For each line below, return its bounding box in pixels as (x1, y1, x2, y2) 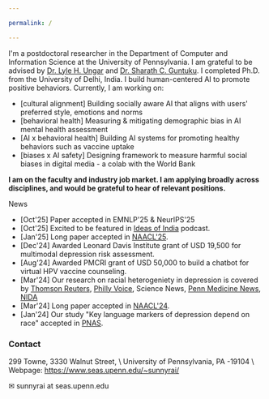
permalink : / (8, 19, 53, 27)
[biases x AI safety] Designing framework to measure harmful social (19, 150, 247, 160)
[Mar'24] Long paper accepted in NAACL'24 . (19, 301, 170, 311)
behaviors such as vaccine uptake (19, 141, 135, 151)
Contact (8, 338, 41, 350)
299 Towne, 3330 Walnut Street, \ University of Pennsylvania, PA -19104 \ (8, 356, 254, 366)
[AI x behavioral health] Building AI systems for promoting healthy (19, 133, 241, 143)
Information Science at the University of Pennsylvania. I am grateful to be (8, 57, 253, 66)
